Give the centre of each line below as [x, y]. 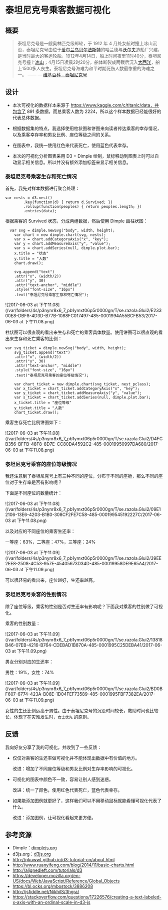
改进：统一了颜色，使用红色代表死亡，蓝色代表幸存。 [67, 790]
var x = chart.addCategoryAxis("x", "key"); [61, 239]
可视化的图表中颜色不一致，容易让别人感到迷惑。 [63, 779]
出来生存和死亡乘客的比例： [34, 339]
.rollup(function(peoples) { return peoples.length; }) [82, 207]
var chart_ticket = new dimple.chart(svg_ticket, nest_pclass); [82, 384]
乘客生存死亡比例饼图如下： [34, 423]
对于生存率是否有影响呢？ [36, 482]
